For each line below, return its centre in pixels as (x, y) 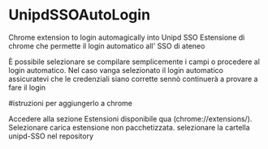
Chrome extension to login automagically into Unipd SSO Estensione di (127, 37)
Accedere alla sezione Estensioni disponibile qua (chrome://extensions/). (130, 118)
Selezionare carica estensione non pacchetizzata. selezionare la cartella (129, 127)
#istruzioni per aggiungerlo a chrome (70, 103)
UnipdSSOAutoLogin (80, 15)
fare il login (27, 87)
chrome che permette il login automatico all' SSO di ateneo (107, 45)
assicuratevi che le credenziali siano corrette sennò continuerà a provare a (133, 79)
